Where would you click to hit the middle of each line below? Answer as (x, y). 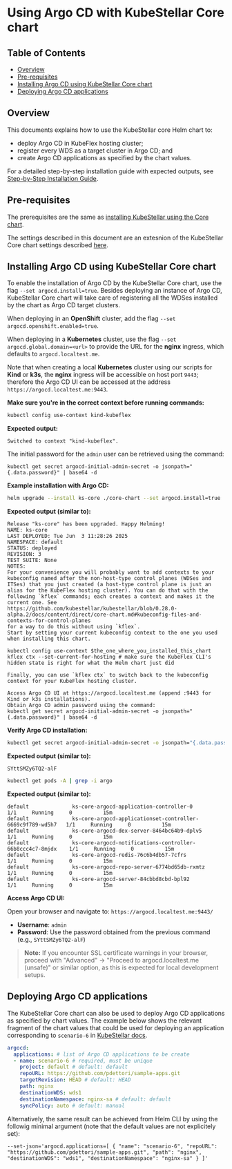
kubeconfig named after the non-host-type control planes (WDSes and (109, 579)
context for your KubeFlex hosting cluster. (72, 682)
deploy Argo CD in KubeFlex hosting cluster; (80, 143)
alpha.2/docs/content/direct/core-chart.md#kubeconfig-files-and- (105, 615)
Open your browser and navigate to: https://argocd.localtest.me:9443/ (110, 911)
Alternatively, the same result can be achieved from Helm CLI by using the (113, 1119)
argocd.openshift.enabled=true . (53, 326)
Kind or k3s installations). (49, 699)
